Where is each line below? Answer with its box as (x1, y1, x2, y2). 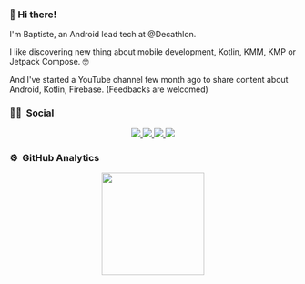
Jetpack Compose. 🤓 (9, 56, 89, 67)
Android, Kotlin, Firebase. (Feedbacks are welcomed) (9, 84, 209, 95)
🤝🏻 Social (9, 106, 55, 119)
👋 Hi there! (9, 8, 57, 21)
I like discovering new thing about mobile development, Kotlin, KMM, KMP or (9, 46, 297, 57)
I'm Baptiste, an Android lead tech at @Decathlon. (9, 29, 197, 40)
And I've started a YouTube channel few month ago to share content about (9, 75, 289, 86)
